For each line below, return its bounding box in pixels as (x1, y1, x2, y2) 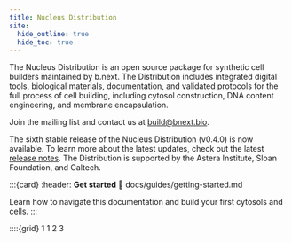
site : (9, 21, 29, 30)
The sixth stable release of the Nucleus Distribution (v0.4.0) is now (9, 134, 254, 144)
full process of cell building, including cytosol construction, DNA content (9, 90, 274, 101)
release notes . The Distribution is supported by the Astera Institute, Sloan (9, 152, 278, 164)
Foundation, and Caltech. (9, 162, 101, 173)
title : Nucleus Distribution (9, 12, 117, 22)
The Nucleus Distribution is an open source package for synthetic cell (9, 62, 264, 73)
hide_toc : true (17, 37, 74, 47)
